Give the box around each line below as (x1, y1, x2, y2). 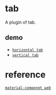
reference (5, 69, 46, 80)
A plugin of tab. (5, 19, 36, 25)
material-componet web (5, 85, 51, 90)
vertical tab (12, 53, 39, 58)
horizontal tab (12, 47, 43, 52)
